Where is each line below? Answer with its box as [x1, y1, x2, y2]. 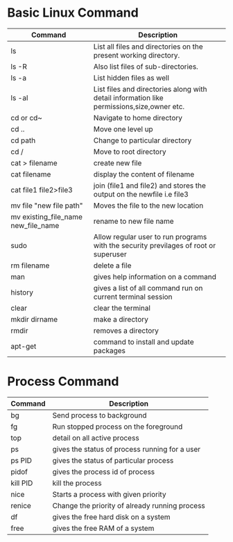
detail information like [93, 92, 164, 102]
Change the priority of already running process [52, 500, 206, 510]
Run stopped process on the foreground [52, 422, 183, 432]
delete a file [93, 261, 132, 270]
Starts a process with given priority [52, 489, 166, 499]
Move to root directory [93, 147, 166, 156]
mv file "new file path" [10, 200, 83, 210]
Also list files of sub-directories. [93, 61, 199, 71]
